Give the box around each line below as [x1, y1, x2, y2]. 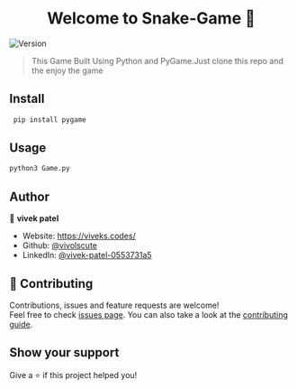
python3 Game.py [9, 164, 70, 173]
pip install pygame [13, 115, 87, 125]
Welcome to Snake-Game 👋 [46, 8, 256, 29]
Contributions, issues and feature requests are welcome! [9, 300, 220, 310]
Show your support [9, 345, 120, 360]
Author [9, 189, 49, 204]
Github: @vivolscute [22, 240, 97, 251]
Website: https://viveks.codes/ [22, 230, 137, 242]
